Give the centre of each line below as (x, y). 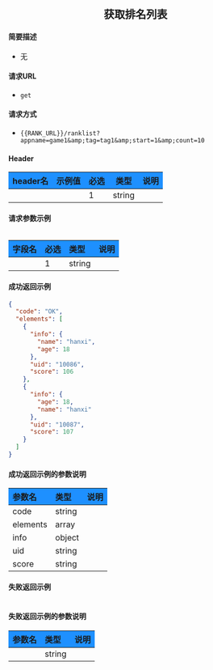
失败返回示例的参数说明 (47, 616)
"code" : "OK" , (39, 312)
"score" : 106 (52, 372)
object (67, 538)
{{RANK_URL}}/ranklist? (60, 134)
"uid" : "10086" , (57, 364)
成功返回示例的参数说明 (47, 474)
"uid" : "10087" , (57, 424)
